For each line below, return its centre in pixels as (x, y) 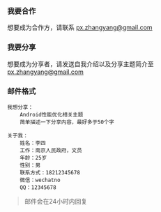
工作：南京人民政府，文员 (51, 150)
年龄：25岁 (33, 158)
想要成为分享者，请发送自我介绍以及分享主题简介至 (80, 63)
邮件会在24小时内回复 (56, 201)
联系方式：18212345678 (50, 172)
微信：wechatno (40, 180)
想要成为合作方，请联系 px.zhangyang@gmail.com (80, 28)
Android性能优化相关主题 (52, 114)
